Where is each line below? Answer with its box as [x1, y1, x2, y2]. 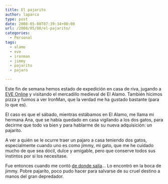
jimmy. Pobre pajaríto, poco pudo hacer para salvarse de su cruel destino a [5, 168, 160, 174]
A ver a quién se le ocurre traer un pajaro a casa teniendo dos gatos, [5, 137, 147, 143]
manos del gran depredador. [5, 173, 64, 179]
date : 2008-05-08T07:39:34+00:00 [5, 21, 75, 26]
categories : [5, 30, 30, 35]
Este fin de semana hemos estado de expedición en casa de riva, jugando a [5, 86, 161, 91]
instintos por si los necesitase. [5, 153, 68, 159]
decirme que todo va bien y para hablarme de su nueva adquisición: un [5, 122, 152, 128]
